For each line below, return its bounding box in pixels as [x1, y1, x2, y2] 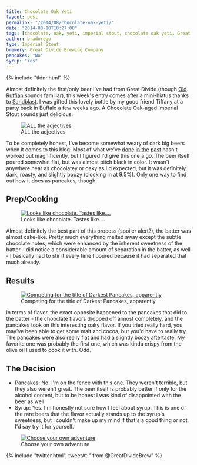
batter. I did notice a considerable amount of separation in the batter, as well [6, 246, 191, 253]
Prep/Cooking [6, 194, 59, 204]
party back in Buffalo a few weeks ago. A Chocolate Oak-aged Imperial [6, 104, 178, 111]
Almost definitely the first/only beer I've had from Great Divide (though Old [6, 85, 187, 92]
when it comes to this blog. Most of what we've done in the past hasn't [6, 145, 178, 153]
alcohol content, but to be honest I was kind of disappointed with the [14, 391, 181, 398]
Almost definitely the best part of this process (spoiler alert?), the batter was [6, 227, 191, 234]
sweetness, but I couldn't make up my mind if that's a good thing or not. [14, 416, 189, 424]
